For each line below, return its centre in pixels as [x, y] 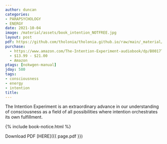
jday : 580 [15, 70]
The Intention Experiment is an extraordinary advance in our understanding [82, 106]
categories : [17, 14]
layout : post [19, 38]
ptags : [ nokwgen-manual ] [31, 65]
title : [12, 93]
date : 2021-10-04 [23, 28]
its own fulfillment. [24, 117]
